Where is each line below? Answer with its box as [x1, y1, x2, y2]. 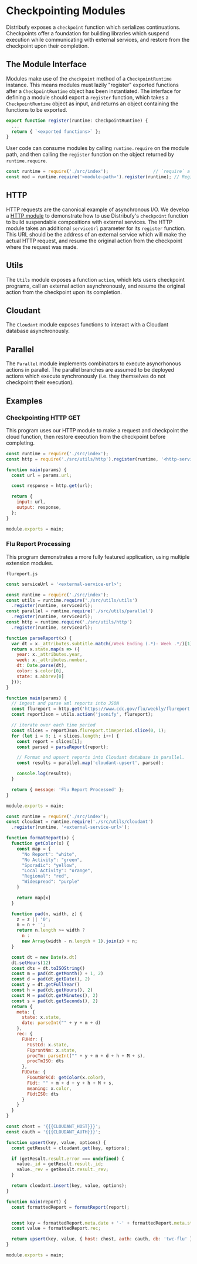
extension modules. [6, 559, 54, 566]
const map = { [16, 846, 51, 852]
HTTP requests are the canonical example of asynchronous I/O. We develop [6, 206, 189, 213]
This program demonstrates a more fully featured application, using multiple [6, 553, 190, 560]
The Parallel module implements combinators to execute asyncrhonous [6, 360, 181, 367]
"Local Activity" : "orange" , [21, 868, 93, 874]
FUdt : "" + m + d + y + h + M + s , [27, 1080, 114, 1086]
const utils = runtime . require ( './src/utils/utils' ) [6, 597, 138, 603]
